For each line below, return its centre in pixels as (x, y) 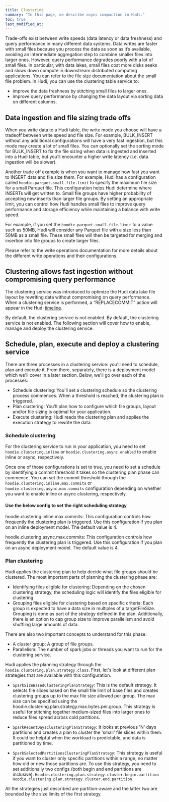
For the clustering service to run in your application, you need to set (75, 446)
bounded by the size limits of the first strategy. (54, 794)
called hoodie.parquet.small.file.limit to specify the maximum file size (81, 183)
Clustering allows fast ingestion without (69, 271)
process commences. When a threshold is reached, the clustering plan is (88, 395)
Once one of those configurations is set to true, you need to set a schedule (83, 467)
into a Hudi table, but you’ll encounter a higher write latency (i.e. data (77, 157)
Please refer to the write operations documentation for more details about (81, 250)
